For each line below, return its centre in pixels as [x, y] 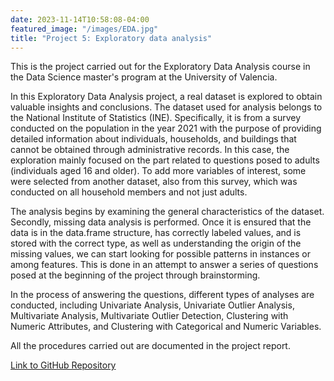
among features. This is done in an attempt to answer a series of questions [164, 265]
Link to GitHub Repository [63, 365]
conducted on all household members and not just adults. [129, 192]
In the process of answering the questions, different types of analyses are [162, 295]
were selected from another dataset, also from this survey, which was [154, 182]
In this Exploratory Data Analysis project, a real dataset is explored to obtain [166, 97]
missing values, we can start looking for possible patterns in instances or [160, 254]
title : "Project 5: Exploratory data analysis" [111, 38]
